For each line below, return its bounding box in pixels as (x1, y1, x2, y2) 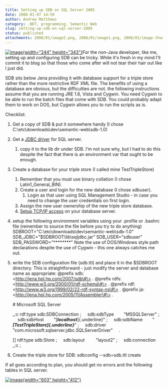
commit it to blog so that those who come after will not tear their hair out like (5, 60, 162, 66)
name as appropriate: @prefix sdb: (12, 270, 84, 276)
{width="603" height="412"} (22, 376, 81, 382)
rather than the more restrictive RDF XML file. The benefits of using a (5, 80, 147, 86)
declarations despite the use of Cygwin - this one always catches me (12, 244, 155, 250)
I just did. (5, 65, 24, 71)
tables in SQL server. (5, 367, 48, 373)
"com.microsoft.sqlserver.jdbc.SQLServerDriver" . (12, 327, 120, 333)
